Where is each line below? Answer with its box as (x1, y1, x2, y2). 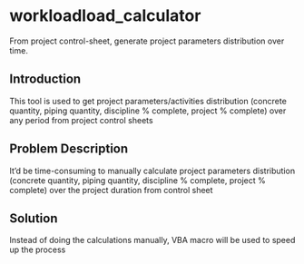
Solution (9, 210, 58, 226)
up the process (9, 244, 66, 255)
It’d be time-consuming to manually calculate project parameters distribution (9, 165, 296, 176)
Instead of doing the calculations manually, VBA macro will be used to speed (9, 235, 296, 246)
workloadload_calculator (9, 5, 201, 26)
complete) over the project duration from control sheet (9, 184, 213, 195)
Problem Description (9, 142, 129, 157)
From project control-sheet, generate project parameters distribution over (9, 35, 285, 46)
